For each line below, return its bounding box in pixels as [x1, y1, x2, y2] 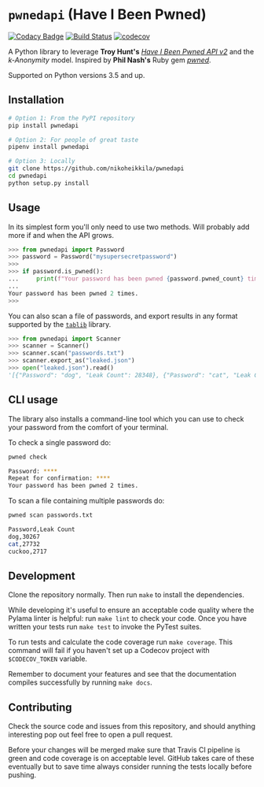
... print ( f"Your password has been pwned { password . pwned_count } [8, 275, 244, 283]
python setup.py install [8, 179, 90, 187]
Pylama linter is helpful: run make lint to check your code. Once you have [8, 614, 247, 623]
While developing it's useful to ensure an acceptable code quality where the [8, 605, 255, 615]
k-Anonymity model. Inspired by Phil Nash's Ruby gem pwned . [8, 55, 211, 65]
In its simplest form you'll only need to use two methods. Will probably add [8, 222, 250, 232]
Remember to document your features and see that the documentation [8, 670, 237, 679]
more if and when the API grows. [8, 230, 114, 239]
